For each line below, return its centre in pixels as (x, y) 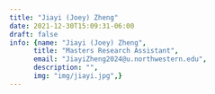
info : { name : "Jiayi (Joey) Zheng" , (78, 43)
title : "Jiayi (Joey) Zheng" (64, 17)
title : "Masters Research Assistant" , (106, 51)
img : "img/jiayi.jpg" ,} (78, 76)
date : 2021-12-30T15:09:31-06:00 (72, 26)
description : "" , (66, 68)
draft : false (34, 34)
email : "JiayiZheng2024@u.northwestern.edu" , (120, 59)
